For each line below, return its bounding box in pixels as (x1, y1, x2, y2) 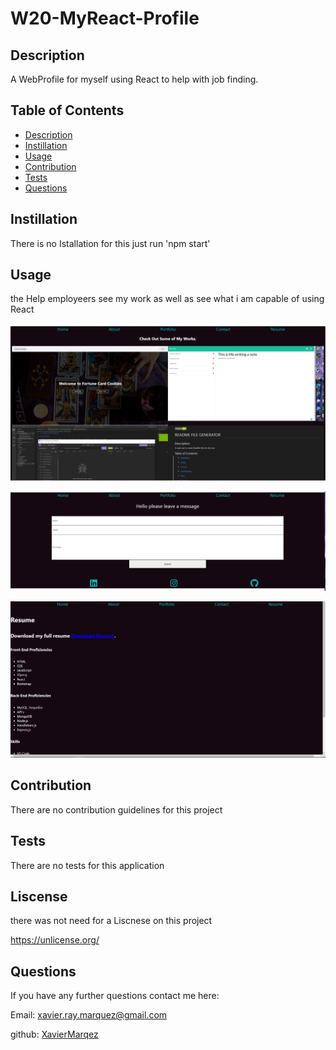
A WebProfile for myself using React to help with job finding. (10, 73, 259, 85)
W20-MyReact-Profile (10, 7, 200, 30)
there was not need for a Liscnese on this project (10, 915, 213, 927)
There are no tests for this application (10, 859, 165, 871)
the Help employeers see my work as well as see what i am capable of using (10, 293, 325, 305)
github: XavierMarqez (10, 1028, 99, 1041)
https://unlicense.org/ (10, 934, 100, 946)
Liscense (10, 888, 68, 905)
